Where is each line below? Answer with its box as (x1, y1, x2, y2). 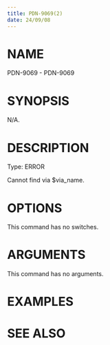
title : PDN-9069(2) (7, 10, 63, 17)
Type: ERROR (7, 163, 45, 171)
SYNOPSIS (7, 93, 70, 109)
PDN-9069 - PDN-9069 (7, 69, 75, 77)
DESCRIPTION (7, 140, 89, 156)
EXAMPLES (7, 294, 74, 310)
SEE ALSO (7, 325, 66, 341)
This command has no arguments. (7, 270, 104, 278)
